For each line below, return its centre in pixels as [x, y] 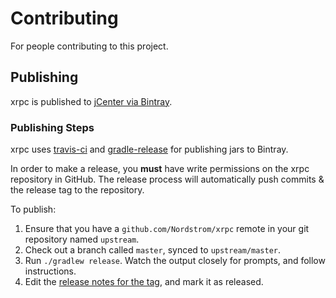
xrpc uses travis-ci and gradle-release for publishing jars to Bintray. [149, 149]
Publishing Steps [52, 127]
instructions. [50, 271]
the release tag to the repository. [77, 190]
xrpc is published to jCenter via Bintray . [91, 101]
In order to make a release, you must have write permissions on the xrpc [160, 169]
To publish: [33, 209]
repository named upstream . [82, 239]
